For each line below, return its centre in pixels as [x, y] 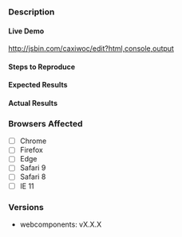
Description [32, 12]
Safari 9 [33, 168]
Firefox [32, 150]
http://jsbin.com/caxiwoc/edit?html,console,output [91, 49]
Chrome [33, 141]
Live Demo [26, 31]
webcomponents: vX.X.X [61, 224]
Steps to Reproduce [42, 67]
